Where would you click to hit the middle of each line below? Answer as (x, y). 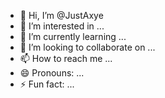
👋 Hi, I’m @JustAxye (61, 15)
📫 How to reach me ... (66, 58)
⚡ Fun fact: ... (47, 84)
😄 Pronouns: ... (52, 73)
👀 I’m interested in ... (62, 26)
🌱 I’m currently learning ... (73, 36)
